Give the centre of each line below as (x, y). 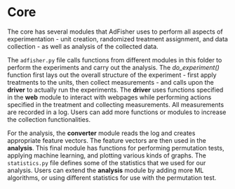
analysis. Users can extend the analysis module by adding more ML (106, 170)
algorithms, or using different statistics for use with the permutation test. (112, 177)
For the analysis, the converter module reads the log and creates (101, 133)
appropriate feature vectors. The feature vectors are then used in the (107, 140)
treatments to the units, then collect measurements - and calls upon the (110, 82)
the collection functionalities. (49, 119)
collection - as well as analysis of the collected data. (83, 46)
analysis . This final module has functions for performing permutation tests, (116, 148)
